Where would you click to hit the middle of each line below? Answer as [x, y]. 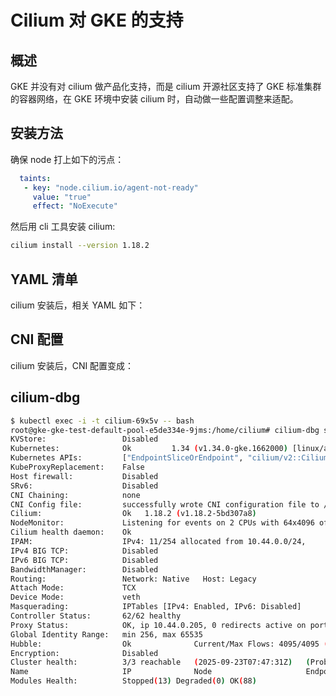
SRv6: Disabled [84, 486]
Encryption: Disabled [84, 653]
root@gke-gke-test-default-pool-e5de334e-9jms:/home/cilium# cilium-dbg [165, 430]
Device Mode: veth [75, 597]
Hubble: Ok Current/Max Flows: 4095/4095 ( [169, 644]
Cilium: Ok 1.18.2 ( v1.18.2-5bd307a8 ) [133, 514]
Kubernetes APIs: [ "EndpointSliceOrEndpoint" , [127, 458]
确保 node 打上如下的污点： [67, 159]
